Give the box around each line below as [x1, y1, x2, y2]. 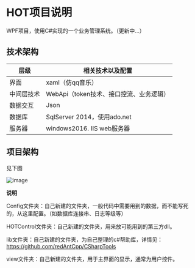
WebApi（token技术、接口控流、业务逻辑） [46, 89, 170, 98]
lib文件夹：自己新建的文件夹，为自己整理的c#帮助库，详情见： [6, 236, 163, 243]
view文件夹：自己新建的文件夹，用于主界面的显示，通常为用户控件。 [6, 255, 179, 262]
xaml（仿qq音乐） [46, 78, 98, 86]
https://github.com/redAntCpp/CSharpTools [6, 242, 116, 250]
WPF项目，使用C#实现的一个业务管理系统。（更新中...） [6, 27, 145, 34]
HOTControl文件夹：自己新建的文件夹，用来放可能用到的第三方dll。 [6, 223, 175, 230]
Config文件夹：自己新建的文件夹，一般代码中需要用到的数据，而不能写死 [6, 202, 189, 209]
